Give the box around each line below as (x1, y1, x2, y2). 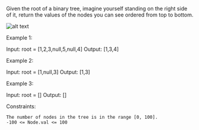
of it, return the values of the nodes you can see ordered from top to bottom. (6, 11, 194, 18)
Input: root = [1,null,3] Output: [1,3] (6, 69, 90, 76)
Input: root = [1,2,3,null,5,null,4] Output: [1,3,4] (6, 45, 119, 53)
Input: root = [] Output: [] (6, 92, 67, 98)
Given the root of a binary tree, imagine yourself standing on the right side (6, 5, 188, 12)
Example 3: (6, 80, 34, 87)
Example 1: (6, 34, 33, 41)
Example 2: (6, 57, 34, 64)
